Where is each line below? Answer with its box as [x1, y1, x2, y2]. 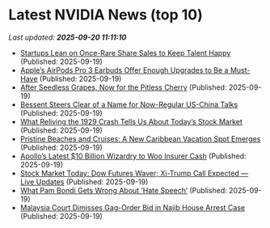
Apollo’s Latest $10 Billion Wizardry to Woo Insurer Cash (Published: [19, 151, 247, 161]
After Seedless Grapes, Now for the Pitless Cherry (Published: [19, 82, 227, 92]
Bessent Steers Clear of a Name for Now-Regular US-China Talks [19, 99, 238, 109]
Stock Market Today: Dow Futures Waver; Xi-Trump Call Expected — [19, 168, 249, 178]
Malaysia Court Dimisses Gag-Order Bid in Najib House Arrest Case [19, 202, 245, 212]
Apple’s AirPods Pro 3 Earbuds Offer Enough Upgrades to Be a [19, 65, 229, 74]
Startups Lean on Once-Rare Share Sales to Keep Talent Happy [19, 48, 231, 57]
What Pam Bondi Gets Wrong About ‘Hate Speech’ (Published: [19, 185, 228, 195]
